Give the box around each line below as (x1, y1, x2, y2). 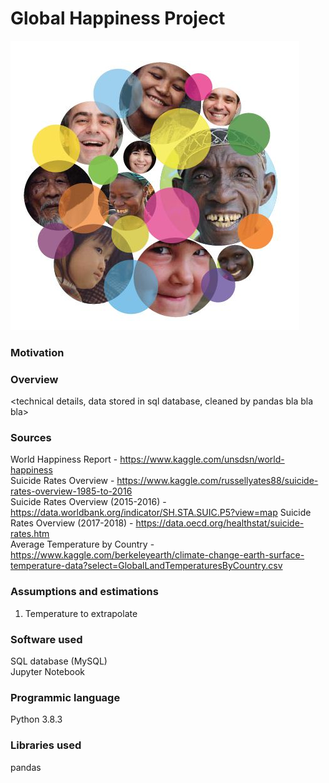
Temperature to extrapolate (24, 607, 138, 619)
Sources (10, 431, 52, 445)
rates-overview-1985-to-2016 (10, 485, 133, 497)
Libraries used (10, 738, 82, 752)
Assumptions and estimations (10, 585, 159, 599)
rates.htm (10, 528, 50, 540)
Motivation (10, 345, 65, 359)
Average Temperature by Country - (10, 538, 155, 551)
